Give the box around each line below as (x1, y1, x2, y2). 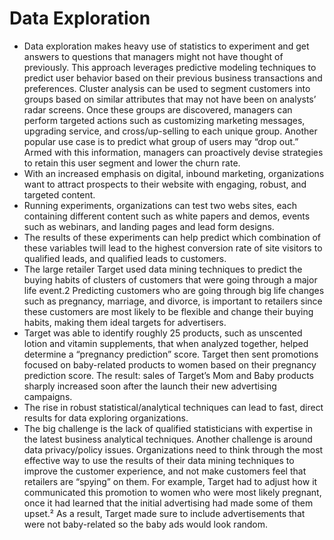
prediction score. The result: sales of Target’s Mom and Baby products (23, 369, 314, 381)
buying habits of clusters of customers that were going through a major (23, 273, 318, 286)
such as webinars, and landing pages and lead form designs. (23, 220, 275, 232)
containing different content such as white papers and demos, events (23, 210, 311, 222)
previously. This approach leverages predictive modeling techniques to (23, 61, 317, 73)
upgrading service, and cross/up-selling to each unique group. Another (23, 125, 318, 137)
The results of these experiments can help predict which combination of (23, 231, 321, 243)
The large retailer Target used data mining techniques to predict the (23, 263, 303, 275)
